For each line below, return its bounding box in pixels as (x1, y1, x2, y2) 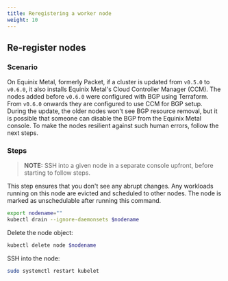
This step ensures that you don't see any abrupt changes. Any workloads (7, 182, 214, 191)
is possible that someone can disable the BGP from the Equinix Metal (7, 114, 202, 123)
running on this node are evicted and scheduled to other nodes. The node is (7, 189, 222, 197)
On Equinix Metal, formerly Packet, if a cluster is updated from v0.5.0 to (7, 78, 210, 86)
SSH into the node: (7, 254, 60, 262)
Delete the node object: (7, 229, 73, 237)
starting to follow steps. (23, 169, 91, 177)
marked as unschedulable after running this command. (7, 197, 162, 205)
